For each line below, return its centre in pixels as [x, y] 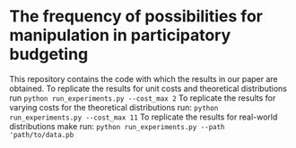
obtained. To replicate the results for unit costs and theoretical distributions [148, 88]
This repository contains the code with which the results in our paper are [144, 78]
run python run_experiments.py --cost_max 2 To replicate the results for [143, 98]
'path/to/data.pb [42, 135]
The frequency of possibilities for [136, 16]
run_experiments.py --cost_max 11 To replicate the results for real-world [144, 117]
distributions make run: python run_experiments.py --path [118, 126]
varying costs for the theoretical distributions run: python [114, 107]
